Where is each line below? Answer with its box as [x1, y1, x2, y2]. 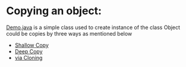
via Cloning [14, 54, 43, 61]
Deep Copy [14, 47, 43, 55]
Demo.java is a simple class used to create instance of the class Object [6, 24, 180, 31]
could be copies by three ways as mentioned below [6, 30, 133, 37]
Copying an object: [6, 4, 102, 18]
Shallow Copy [14, 42, 49, 49]
